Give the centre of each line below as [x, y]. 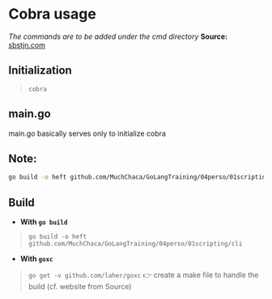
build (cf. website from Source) [80, 287]
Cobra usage [53, 14]
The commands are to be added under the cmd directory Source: [118, 36]
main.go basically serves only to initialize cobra [87, 133]
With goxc [36, 259]
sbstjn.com [27, 44]
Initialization [40, 71]
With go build [44, 222]
